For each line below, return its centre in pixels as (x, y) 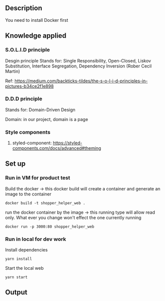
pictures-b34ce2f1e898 (29, 86)
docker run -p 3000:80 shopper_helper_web (50, 227)
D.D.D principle (24, 99)
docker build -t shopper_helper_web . (45, 203)
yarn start (16, 277)
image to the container (28, 194)
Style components (28, 132)
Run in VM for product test (38, 178)
